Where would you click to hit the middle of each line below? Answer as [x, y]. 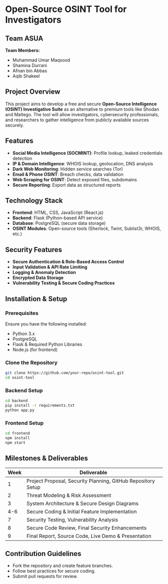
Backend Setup [24, 390]
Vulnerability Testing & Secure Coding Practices [63, 283]
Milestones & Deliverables [47, 459]
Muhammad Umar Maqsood [41, 60]
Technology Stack [34, 201]
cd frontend [17, 433]
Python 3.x [23, 334]
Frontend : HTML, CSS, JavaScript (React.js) [58, 213]
